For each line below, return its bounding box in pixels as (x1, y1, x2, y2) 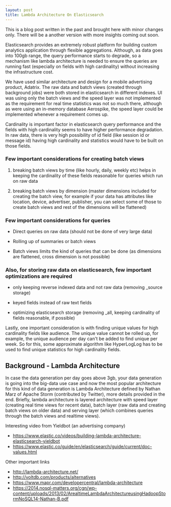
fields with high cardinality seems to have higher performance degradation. (5, 126, 164, 133)
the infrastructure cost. (5, 68, 54, 75)
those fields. (5, 142, 32, 149)
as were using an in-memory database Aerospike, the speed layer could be (5, 106, 163, 112)
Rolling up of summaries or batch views (12, 238, 96, 245)
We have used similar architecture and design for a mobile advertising (5, 79, 152, 85)
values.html (12, 449, 37, 455)
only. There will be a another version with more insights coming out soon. (5, 32, 160, 38)
